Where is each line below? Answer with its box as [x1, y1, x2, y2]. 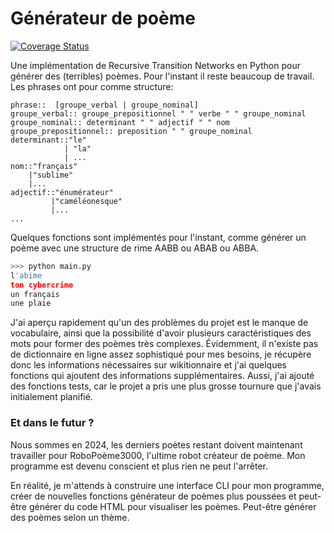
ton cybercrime [10, 280, 74, 290]
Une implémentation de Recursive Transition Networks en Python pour [10, 59, 301, 71]
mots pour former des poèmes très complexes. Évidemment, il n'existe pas [10, 338, 319, 350]
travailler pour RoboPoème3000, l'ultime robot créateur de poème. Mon [10, 449, 306, 461]
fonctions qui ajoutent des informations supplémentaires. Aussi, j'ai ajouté [10, 370, 315, 382]
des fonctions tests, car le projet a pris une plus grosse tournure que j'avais [10, 380, 322, 392]
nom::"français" [10, 161, 78, 171]
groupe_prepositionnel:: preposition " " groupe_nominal [10, 126, 253, 136]
